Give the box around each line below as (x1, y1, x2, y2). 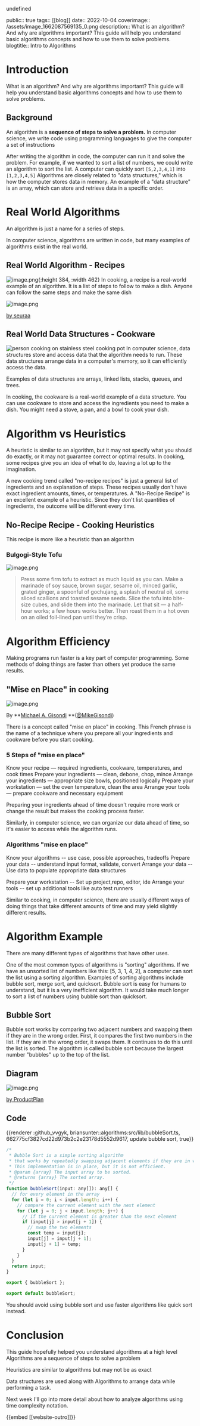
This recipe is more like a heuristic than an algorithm (6, 536, 135, 543)
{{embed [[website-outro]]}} (6, 1413, 76, 1421)
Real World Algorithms (6, 205, 120, 218)
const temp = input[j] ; (27, 1230, 86, 1236)
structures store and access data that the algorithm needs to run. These (6, 351, 183, 359)
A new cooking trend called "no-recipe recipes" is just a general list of (6, 477, 179, 484)
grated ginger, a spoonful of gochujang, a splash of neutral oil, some (20, 588, 189, 595)
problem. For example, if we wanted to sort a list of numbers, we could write (6, 159, 193, 166)
